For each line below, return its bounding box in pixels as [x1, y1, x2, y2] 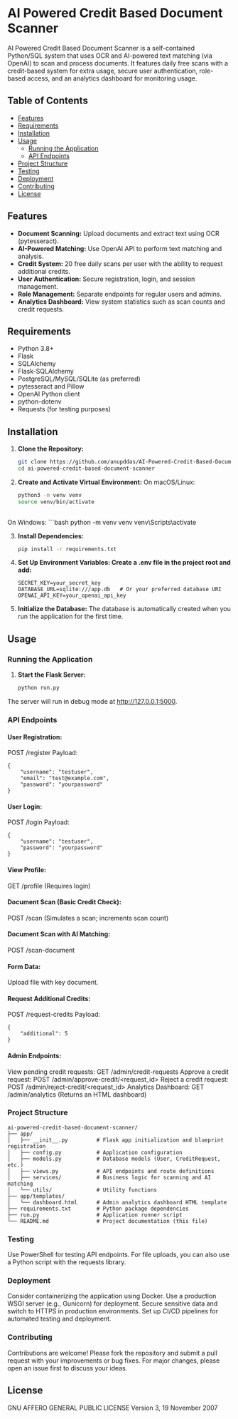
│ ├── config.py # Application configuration [7, 1149, 183, 1156]
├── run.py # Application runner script [7, 1211, 183, 1219]
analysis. [17, 252, 44, 260]
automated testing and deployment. [7, 1314, 112, 1323]
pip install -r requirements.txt [17, 545, 117, 553]
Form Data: [7, 962, 41, 970]
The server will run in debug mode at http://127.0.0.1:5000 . [7, 697, 178, 705]
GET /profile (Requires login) [7, 881, 91, 890]
